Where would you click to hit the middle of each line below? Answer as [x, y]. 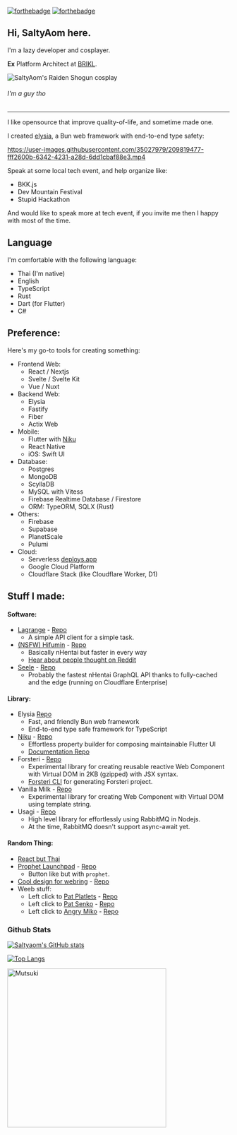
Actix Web [43, 424]
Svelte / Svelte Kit [54, 379]
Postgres [41, 469]
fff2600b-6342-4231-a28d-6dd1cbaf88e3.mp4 [77, 157]
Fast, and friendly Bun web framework [84, 722]
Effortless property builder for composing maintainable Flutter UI [122, 744]
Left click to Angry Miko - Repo [73, 911]
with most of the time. [39, 221]
